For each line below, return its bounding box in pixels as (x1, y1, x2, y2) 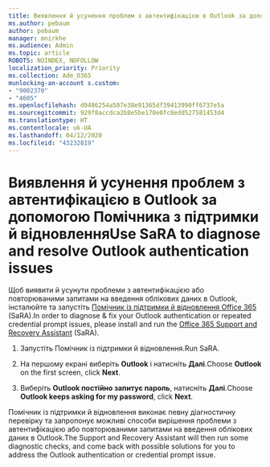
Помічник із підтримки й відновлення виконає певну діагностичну (8, 408, 236, 417)
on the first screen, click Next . (19, 367, 121, 378)
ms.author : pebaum (8, 19, 70, 27)
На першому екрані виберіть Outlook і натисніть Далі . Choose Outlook (19, 359, 262, 369)
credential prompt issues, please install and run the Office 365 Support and (8, 319, 258, 330)
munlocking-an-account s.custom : (8, 79, 121, 87)
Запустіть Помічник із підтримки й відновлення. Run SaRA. (19, 343, 220, 354)
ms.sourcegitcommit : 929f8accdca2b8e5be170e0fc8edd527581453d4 (8, 109, 225, 117)
